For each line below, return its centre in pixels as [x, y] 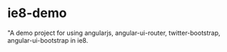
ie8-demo [37, 13]
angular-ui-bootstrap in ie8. [48, 40]
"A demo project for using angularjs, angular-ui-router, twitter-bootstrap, [114, 33]
